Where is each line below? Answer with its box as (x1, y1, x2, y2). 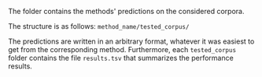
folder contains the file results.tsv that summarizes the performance (8, 54, 234, 62)
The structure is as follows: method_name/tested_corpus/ (8, 22, 190, 30)
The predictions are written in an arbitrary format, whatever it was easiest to (8, 37, 255, 46)
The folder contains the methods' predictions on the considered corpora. (8, 7, 245, 16)
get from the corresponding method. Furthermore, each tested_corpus (8, 45, 237, 54)
